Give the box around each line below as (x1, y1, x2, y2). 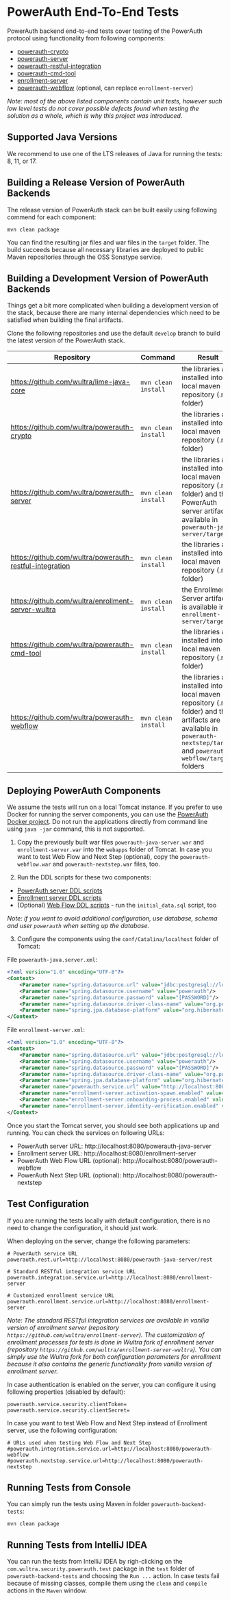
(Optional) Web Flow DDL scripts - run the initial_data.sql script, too (16, 901, 217, 910)
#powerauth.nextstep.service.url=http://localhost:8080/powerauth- (7, 1457, 204, 1464)
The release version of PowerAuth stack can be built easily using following (7, 205, 218, 214)
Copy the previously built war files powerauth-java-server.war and (16, 838, 204, 847)
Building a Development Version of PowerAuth (7, 272, 209, 284)
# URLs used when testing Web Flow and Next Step (7, 1439, 152, 1446)
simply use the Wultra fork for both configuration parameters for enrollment (7, 1352, 221, 1360)
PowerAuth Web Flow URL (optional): (16, 1156, 122, 1164)
